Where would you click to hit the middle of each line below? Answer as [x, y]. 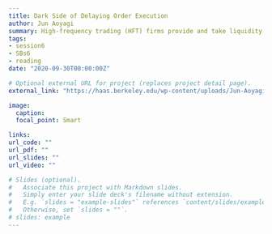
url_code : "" [30, 143]
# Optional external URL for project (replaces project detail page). [130, 83]
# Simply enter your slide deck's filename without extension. [121, 195]
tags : [17, 38]
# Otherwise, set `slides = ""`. [68, 210]
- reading [25, 62]
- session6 [27, 46]
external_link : [34, 91]
